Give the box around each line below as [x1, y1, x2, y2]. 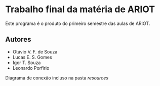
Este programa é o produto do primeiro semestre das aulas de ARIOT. [5, 20, 150, 26]
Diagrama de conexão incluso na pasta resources [5, 75, 109, 81]
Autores [5, 35, 31, 44]
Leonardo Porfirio [12, 65, 50, 71]
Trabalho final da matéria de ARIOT [5, 4, 155, 15]
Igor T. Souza [12, 60, 41, 66]
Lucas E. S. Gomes [12, 54, 52, 60]
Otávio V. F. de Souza [12, 48, 58, 54]
